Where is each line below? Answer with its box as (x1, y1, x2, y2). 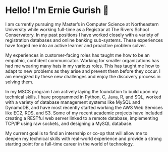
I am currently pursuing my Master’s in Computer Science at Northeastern (5, 21, 159, 27)
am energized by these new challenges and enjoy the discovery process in (5, 73, 160, 79)
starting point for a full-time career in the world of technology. (5, 140, 134, 147)
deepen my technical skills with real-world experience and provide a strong (5, 135, 162, 141)
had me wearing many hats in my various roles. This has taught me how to (5, 63, 160, 69)
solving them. (5, 79, 34, 85)
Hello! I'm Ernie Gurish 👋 (5, 5, 109, 16)
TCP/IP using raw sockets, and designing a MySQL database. (5, 120, 133, 126)
